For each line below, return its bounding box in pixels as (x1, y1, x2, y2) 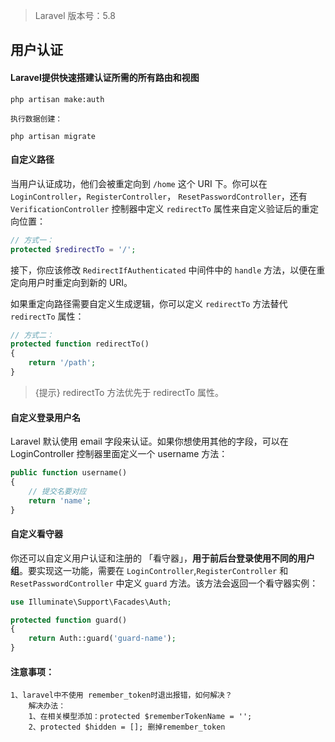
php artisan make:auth (10, 94, 105, 104)
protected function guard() (10, 615, 128, 625)
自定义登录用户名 (10, 411, 81, 423)
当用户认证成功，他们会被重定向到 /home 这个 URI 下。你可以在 (10, 177, 268, 189)
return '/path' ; (28, 358, 97, 368)
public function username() (10, 468, 128, 478)
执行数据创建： (10, 114, 63, 124)
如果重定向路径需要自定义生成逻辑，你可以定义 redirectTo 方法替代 (10, 297, 288, 309)
